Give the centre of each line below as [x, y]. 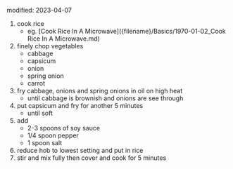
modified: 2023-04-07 [39, 10]
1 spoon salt [45, 143]
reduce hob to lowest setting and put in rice [80, 150]
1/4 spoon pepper [53, 135]
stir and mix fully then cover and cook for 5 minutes [92, 158]
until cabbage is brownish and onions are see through [105, 98]
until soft [40, 113]
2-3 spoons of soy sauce [63, 128]
